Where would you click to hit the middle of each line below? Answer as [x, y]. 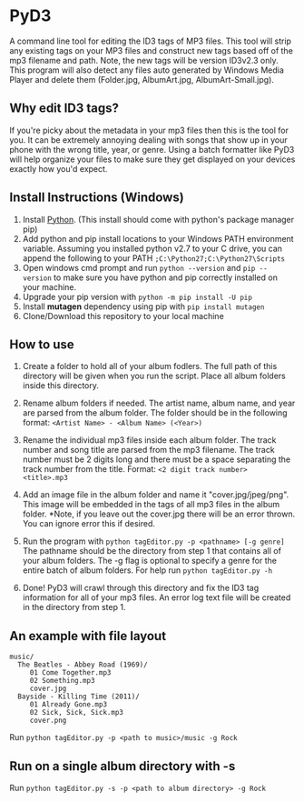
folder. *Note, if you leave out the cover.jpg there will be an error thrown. [159, 514]
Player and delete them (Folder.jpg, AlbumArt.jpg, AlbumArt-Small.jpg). [142, 79]
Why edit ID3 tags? [64, 109]
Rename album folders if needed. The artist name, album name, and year [159, 403]
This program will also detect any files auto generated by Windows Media [147, 70]
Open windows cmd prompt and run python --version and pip [139, 267]
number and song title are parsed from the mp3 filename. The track [148, 450]
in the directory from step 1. [74, 607]
